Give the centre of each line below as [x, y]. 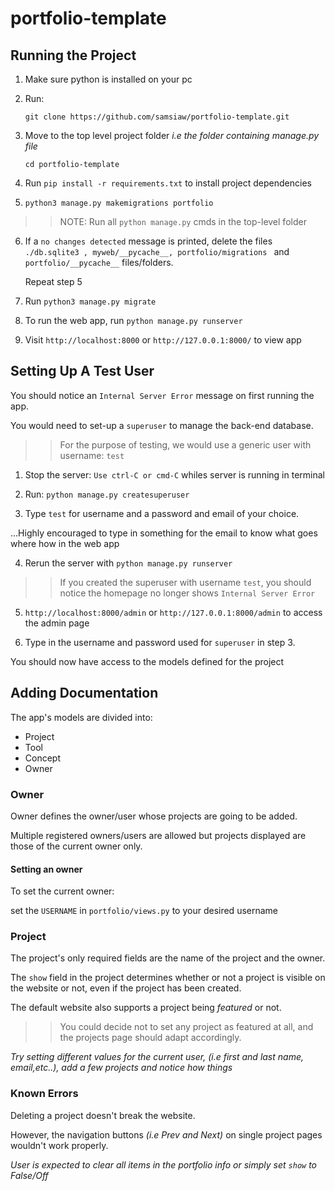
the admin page [57, 623]
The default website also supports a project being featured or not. [146, 1008]
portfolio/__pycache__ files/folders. [99, 262]
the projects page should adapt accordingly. [150, 1038]
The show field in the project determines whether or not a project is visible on [168, 978]
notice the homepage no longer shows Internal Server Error [187, 593]
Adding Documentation [84, 693]
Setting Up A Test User [82, 371]
